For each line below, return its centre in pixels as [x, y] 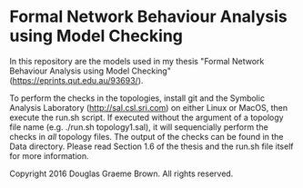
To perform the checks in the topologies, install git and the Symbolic [137, 98]
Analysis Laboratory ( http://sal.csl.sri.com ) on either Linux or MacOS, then [149, 107]
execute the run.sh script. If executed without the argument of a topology [146, 117]
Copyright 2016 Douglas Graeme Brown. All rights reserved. [121, 173]
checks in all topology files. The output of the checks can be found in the [146, 136]
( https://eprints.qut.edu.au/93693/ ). [76, 80]
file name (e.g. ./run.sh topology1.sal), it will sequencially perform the [139, 127]
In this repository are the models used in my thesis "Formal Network [137, 61]
